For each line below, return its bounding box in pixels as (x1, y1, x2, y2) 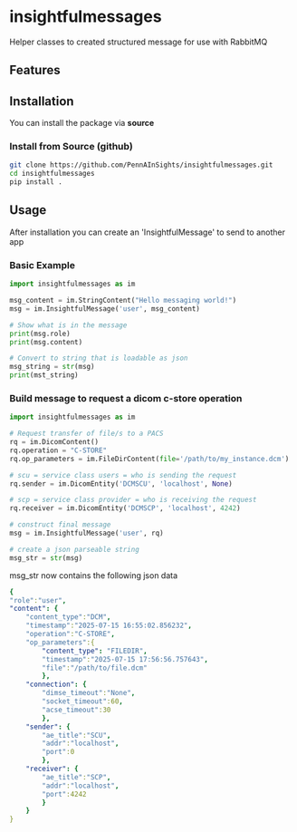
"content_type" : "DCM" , (25, 613, 111, 622)
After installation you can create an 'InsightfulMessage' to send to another (9, 227, 285, 237)
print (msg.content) (9, 337, 83, 346)
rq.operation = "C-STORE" (9, 446, 107, 455)
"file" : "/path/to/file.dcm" (42, 663, 148, 672)
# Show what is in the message (9, 320, 128, 330)
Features (9, 63, 61, 78)
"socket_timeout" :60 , (42, 697, 124, 706)
